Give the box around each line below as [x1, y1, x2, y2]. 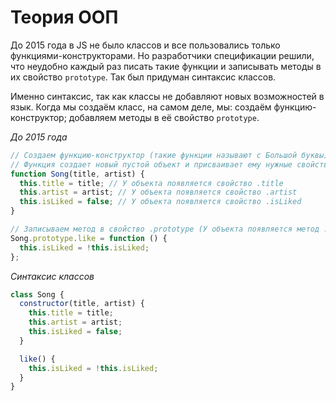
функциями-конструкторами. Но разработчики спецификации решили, [10, 49, 315, 61]
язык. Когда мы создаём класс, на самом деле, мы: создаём [10, 101, 272, 113]
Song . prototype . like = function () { [10, 233, 168, 243]
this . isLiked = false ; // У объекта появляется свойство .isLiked [19, 197, 302, 207]
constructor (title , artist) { [19, 299, 145, 309]
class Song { [10, 289, 65, 300]
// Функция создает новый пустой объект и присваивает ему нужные [10, 159, 293, 170]
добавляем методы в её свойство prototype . [68, 111, 260, 123]
